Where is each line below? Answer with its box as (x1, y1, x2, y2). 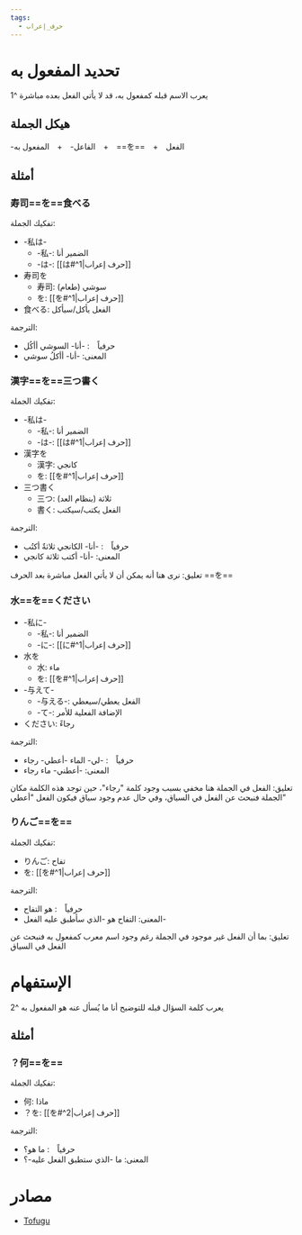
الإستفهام (10, 972, 72, 993)
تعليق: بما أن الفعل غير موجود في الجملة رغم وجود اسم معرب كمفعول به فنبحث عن (10, 931, 289, 941)
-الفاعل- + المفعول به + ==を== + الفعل (10, 141, 185, 152)
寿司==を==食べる (10, 196, 91, 209)
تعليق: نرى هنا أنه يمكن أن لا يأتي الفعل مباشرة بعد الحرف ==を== (10, 569, 234, 581)
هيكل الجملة (10, 116, 71, 132)
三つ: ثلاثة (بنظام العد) (36, 493, 112, 504)
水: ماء (36, 661, 60, 672)
